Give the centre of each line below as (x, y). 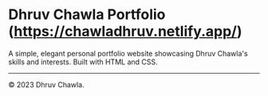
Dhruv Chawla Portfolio (87, 15)
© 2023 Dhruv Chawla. (47, 84)
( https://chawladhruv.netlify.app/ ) (125, 31)
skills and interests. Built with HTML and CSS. (83, 62)
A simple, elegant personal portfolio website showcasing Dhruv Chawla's (128, 53)
